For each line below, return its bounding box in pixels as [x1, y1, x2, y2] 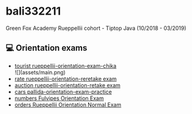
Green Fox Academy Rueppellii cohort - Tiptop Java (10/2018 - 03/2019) [5, 24, 187, 32]
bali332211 [5, 4, 61, 18]
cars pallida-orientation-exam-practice [14, 88, 112, 95]
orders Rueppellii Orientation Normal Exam [14, 101, 122, 108]
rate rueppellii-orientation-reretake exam [14, 75, 117, 82]
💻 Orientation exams [5, 43, 87, 53]
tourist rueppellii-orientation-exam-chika [14, 62, 117, 69]
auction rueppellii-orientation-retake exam [14, 81, 121, 89]
